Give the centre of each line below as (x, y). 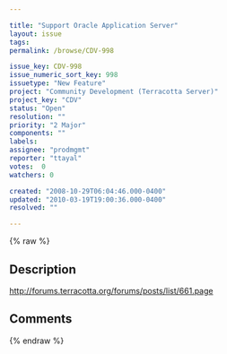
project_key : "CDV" (46, 99)
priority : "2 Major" (48, 125)
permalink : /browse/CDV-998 (62, 50)
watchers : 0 (31, 175)
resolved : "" (34, 208)
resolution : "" (38, 117)
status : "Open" (38, 108)
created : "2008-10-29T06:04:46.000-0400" (88, 191)
